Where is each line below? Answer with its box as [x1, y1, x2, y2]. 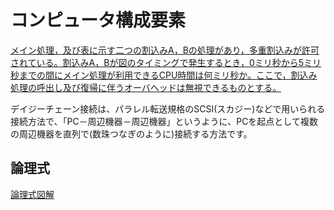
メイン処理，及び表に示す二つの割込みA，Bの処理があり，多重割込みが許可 [10, 44, 320, 56]
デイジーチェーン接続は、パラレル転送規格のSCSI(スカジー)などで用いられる [10, 102, 326, 115]
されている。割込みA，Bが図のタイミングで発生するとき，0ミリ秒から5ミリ [10, 56, 322, 68]
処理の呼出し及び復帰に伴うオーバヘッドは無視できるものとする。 [10, 81, 282, 93]
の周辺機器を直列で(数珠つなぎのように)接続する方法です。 [10, 127, 253, 140]
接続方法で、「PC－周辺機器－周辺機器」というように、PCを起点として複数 [10, 115, 318, 127]
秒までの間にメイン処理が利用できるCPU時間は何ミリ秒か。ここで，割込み [10, 69, 318, 81]
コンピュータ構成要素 [10, 9, 187, 32]
